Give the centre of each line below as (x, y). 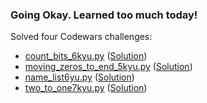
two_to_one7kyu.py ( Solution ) (86, 88)
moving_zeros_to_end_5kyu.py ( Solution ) (108, 67)
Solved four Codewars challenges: (81, 37)
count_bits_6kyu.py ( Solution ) (86, 56)
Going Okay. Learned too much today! (104, 15)
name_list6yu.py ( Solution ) (79, 77)
